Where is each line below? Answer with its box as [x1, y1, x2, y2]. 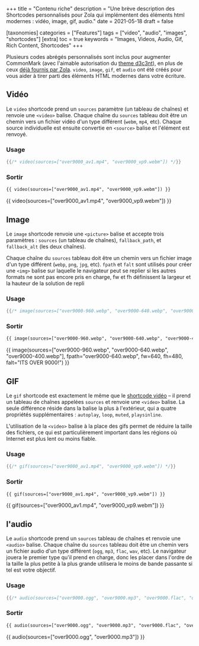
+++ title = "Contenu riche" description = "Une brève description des [6, 5, 175, 12]
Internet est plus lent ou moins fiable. [6, 435, 97, 443]
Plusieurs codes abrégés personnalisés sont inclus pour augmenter [6, 54, 171, 60]
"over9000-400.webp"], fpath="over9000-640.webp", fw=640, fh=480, [6, 353, 184, 360]
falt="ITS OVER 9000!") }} [6, 359, 70, 366]
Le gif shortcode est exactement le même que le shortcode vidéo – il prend [6, 392, 191, 399]
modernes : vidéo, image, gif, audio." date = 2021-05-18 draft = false [6, 18, 174, 24]
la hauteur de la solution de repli [6, 280, 85, 287]
